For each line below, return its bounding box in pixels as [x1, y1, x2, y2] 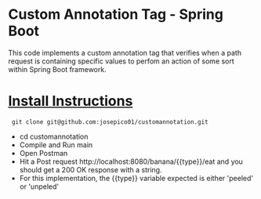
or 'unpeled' [19, 182, 60, 191]
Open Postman [19, 148, 68, 157]
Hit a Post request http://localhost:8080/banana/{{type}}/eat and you [19, 157, 243, 166]
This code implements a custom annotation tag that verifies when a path [8, 48, 241, 57]
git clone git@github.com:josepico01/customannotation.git [11, 118, 209, 126]
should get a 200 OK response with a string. [19, 165, 162, 174]
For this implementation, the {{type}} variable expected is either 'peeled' [19, 173, 253, 183]
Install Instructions [8, 92, 133, 110]
